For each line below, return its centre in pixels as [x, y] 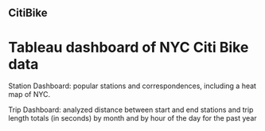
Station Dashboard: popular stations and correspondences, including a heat [132, 86]
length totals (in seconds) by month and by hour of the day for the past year [132, 118]
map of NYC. [29, 94]
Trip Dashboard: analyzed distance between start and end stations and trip [131, 110]
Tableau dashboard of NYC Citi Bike [129, 47]
